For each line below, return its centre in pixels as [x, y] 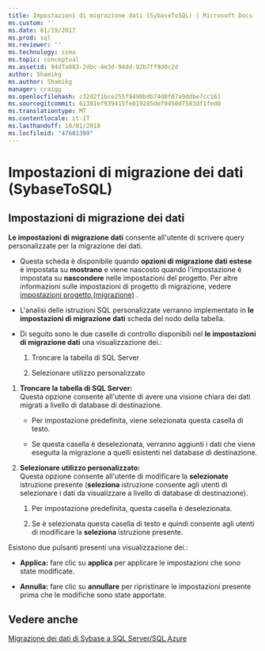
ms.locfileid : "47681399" [51, 133]
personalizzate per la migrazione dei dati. [76, 245]
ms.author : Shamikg [40, 81]
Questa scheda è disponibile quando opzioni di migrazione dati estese [136, 261]
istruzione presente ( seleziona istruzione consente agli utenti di [123, 484]
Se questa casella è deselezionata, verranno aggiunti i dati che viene [143, 444]
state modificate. [47, 571]
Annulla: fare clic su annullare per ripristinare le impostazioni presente [135, 586]
